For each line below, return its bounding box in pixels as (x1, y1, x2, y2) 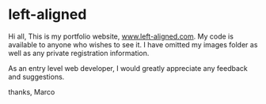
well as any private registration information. (8, 48, 150, 58)
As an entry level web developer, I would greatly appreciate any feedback (8, 63, 248, 72)
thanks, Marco (8, 87, 55, 96)
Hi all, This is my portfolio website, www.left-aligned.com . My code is (8, 32, 234, 41)
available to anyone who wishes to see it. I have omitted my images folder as (8, 39, 258, 49)
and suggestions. (8, 72, 65, 81)
